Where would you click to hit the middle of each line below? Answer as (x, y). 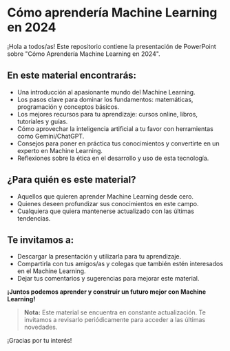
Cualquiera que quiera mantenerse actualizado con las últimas (106, 211)
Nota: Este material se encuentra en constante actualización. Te (115, 312)
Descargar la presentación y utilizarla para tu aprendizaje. (99, 257)
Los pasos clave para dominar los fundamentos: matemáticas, (105, 99)
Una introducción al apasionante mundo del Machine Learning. (106, 92)
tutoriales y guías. (42, 121)
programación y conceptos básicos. (68, 107)
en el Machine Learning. (51, 271)
